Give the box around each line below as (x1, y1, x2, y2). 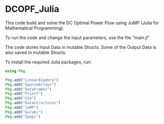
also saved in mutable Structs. (5, 49, 67, 55)
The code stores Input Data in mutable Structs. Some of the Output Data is (5, 44, 157, 50)
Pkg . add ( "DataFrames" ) (5, 86, 52, 92)
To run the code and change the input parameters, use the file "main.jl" (5, 35, 150, 41)
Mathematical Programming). (5, 25, 64, 31)
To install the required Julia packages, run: (5, 59, 92, 65)
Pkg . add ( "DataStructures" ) (5, 100, 61, 106)
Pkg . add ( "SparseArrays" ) (5, 82, 56, 87)
